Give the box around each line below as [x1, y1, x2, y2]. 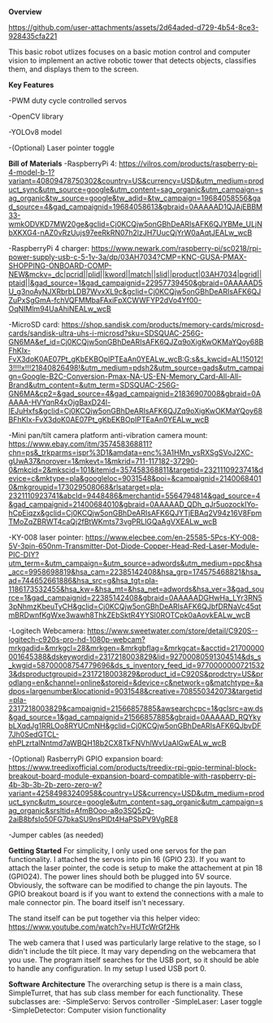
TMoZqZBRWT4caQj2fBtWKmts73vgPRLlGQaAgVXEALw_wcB [8, 517, 218, 527]
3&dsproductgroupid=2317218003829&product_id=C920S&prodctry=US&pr [8, 670, 264, 678]
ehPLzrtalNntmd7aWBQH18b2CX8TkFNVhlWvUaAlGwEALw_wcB [8, 739, 227, 748]
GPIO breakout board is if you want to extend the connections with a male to [8, 889, 264, 899]
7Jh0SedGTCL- [8, 730, 59, 739]
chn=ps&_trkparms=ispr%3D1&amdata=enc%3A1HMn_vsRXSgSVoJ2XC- [8, 448, 254, 457]
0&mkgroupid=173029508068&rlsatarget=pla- [8, 483, 164, 492]
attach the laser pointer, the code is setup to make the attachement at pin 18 [8, 863, 263, 873]
